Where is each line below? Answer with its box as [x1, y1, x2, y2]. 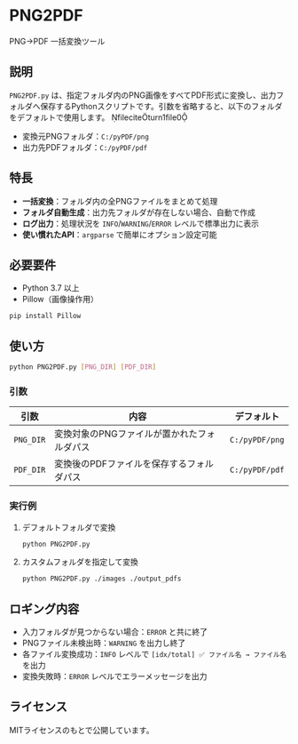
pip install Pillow [9, 312, 82, 321]
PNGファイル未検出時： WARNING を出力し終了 [21, 637, 186, 649]
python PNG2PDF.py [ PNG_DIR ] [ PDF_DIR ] [9, 363, 157, 372]
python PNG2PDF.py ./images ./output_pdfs [21, 574, 182, 583]
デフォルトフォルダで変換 [21, 522, 116, 532]
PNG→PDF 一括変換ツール [9, 36, 106, 46]
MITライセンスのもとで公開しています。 [9, 724, 154, 735]
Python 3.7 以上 [21, 283, 80, 293]
